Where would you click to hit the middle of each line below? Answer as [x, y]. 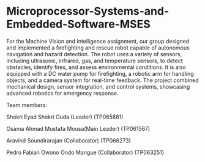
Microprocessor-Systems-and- [88, 11]
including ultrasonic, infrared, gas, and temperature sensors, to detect [95, 61]
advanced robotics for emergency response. [62, 93]
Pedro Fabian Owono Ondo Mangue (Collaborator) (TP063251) [85, 152]
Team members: [27, 105]
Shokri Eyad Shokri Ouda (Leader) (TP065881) [65, 117]
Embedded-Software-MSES [79, 24]
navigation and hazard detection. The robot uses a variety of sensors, [94, 54]
